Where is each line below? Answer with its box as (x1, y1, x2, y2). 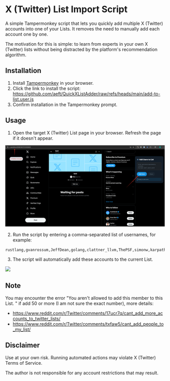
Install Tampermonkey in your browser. (12, 80, 94, 86)
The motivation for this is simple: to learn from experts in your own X (5, 41, 148, 47)
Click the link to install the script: (12, 85, 81, 91)
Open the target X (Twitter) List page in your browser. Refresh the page (12, 129, 161, 135)
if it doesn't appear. (12, 135, 54, 141)
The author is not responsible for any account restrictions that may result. (5, 369, 158, 376)
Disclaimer (5, 341, 40, 350)
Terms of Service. (5, 360, 42, 366)
